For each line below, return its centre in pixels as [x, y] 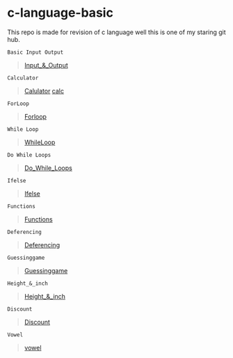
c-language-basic [60, 13]
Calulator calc [44, 91]
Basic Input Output [35, 52]
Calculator [23, 78]
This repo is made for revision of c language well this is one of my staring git [116, 32]
